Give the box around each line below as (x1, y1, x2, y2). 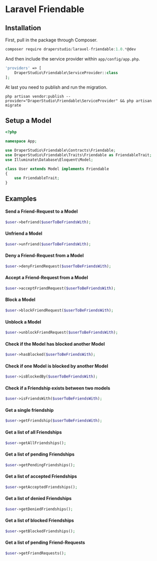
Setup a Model (5, 116, 52, 124)
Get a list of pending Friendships (5, 451, 74, 457)
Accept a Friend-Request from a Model (5, 275, 88, 281)
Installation (5, 24, 41, 32)
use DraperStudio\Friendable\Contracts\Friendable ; (5, 148, 116, 153)
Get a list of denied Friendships (5, 495, 72, 502)
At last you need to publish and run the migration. (5, 84, 108, 90)
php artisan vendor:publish (5, 94, 64, 99)
